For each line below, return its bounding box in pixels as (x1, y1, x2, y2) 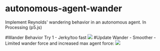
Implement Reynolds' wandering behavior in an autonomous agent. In (5, 19, 147, 25)
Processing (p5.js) (5, 24, 42, 30)
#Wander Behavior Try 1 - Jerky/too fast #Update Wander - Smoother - (5, 34, 157, 40)
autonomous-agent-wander (5, 3, 122, 14)
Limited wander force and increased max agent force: (5, 40, 115, 46)
